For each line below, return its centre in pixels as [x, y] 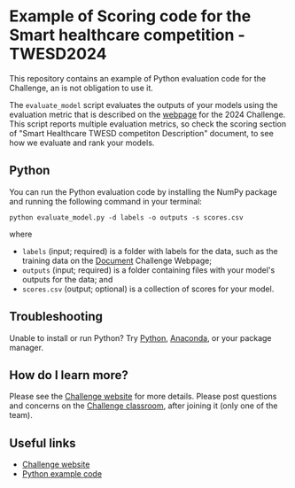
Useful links [43, 443]
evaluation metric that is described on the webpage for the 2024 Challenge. [147, 114]
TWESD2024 [58, 54]
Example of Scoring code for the [130, 16]
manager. [27, 347]
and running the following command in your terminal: [105, 201]
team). [21, 415]
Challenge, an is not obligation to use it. [81, 88]
